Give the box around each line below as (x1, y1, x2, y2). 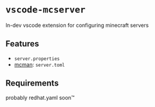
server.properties (14, 55, 60, 62)
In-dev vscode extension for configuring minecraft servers (5, 21, 149, 29)
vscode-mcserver (5, 4, 86, 15)
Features (5, 39, 39, 49)
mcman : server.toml (14, 61, 65, 68)
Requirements (5, 78, 59, 89)
